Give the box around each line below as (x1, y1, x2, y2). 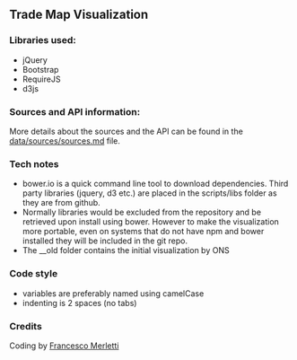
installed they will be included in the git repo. (22, 235, 188, 246)
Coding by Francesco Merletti (9, 340, 119, 351)
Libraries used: (9, 34, 76, 47)
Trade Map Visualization (9, 7, 149, 22)
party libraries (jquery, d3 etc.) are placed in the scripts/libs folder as (22, 188, 277, 198)
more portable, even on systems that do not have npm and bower (22, 226, 265, 237)
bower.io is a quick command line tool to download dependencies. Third (22, 179, 289, 189)
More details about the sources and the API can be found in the (9, 126, 244, 136)
